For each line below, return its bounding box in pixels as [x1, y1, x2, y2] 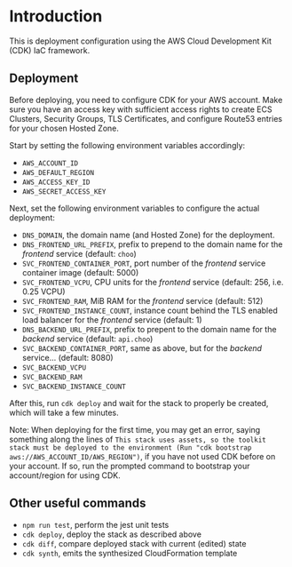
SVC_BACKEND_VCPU [21, 363, 87, 372]
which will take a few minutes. [9, 407, 119, 418]
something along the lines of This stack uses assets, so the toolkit [9, 434, 266, 444]
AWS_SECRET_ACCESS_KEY [21, 187, 107, 196]
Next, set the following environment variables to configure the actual [9, 203, 260, 213]
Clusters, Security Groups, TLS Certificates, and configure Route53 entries [9, 113, 282, 124]
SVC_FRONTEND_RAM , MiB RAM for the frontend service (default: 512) [21, 295, 264, 306]
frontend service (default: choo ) [21, 248, 138, 259]
